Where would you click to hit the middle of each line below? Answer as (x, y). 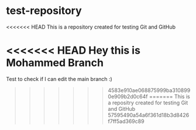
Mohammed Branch (55, 63)
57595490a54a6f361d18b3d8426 (149, 115)
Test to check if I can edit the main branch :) (59, 79)
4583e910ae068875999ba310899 (149, 90)
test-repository (44, 11)
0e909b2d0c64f (128, 96)
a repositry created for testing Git (148, 103)
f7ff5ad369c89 (126, 121)
